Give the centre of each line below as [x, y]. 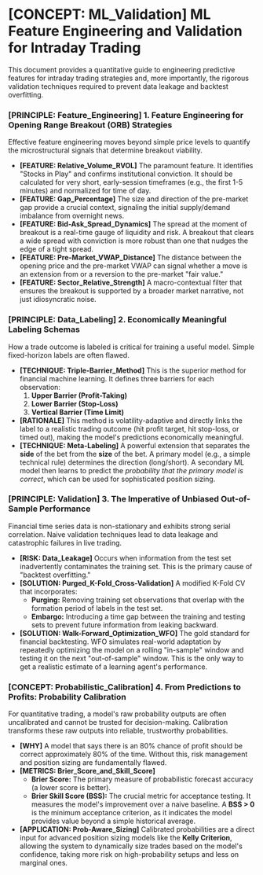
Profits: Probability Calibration [68, 697]
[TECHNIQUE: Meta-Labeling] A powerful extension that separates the [135, 445]
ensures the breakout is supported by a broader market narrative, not [131, 291]
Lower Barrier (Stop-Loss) [75, 403]
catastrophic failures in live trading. [65, 542]
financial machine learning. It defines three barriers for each [117, 378]
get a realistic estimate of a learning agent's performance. [113, 667]
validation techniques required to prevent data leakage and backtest [119, 86]
